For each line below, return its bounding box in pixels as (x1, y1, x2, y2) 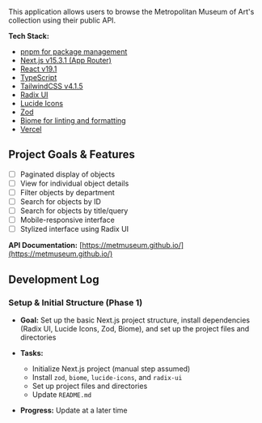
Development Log (8, 272, 99, 286)
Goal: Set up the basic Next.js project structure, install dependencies (19, 315, 251, 325)
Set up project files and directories (32, 381, 148, 391)
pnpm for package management (19, 47, 128, 56)
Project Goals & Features (8, 147, 135, 161)
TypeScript (19, 73, 57, 82)
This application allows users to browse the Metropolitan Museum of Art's (8, 7, 255, 16)
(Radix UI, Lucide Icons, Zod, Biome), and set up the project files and (19, 323, 250, 333)
